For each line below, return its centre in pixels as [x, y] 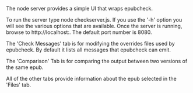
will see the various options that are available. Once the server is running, [94, 26]
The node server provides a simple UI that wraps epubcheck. [80, 8]
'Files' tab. [19, 85]
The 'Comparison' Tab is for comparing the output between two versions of [97, 61]
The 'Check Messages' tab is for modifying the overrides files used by [90, 44]
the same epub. [25, 67]
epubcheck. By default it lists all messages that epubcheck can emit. [88, 50]
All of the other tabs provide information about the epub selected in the [91, 79]
